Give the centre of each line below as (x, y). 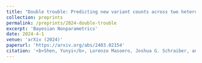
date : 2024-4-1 (25, 34)
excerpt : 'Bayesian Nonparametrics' (52, 28)
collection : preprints (35, 17)
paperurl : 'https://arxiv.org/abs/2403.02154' (66, 46)
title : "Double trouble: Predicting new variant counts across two (93, 12)
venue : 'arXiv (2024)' (35, 40)
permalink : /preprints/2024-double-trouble (62, 23)
